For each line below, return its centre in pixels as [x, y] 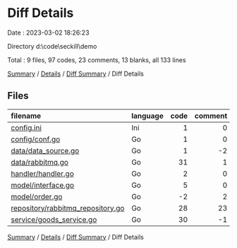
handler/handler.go [42, 173]
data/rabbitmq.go [40, 162]
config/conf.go [36, 139]
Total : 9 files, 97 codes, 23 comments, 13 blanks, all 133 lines [97, 60]
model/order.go [37, 196]
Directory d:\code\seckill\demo [52, 46]
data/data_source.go [45, 150]
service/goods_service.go [54, 219]
